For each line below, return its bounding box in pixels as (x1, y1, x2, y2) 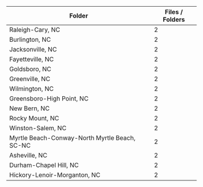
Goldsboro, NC (9, 65, 51, 73)
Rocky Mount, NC (9, 114, 59, 122)
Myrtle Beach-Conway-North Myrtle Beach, (9, 134, 136, 142)
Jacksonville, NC (9, 45, 57, 53)
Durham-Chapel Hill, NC (9, 161, 79, 169)
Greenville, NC (9, 75, 50, 83)
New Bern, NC (9, 104, 50, 113)
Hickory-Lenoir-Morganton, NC (9, 171, 101, 179)
